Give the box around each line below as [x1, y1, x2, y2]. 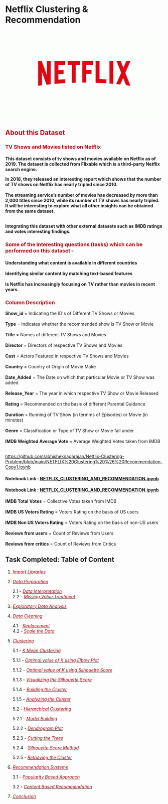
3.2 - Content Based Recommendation [12, 783, 92, 789]
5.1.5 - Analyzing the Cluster [12, 696, 71, 702]
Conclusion [12, 793, 36, 799]
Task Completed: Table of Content [5, 556, 114, 564]
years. [5, 286, 19, 292]
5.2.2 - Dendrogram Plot [12, 725, 63, 731]
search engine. [5, 167, 38, 173]
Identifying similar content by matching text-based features [5, 270, 133, 277]
